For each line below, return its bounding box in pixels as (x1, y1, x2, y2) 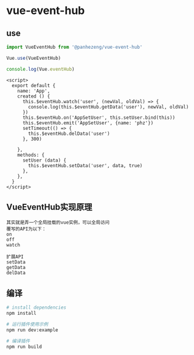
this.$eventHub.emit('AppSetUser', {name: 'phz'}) (22, 120, 154, 126)
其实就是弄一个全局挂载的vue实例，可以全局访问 (6, 220, 110, 226)
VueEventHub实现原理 (6, 202, 92, 212)
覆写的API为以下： (6, 226, 47, 232)
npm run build (6, 343, 43, 350)
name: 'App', (17, 88, 50, 94)
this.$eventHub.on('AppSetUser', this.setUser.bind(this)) (22, 114, 175, 121)
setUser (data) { (22, 157, 67, 163)
